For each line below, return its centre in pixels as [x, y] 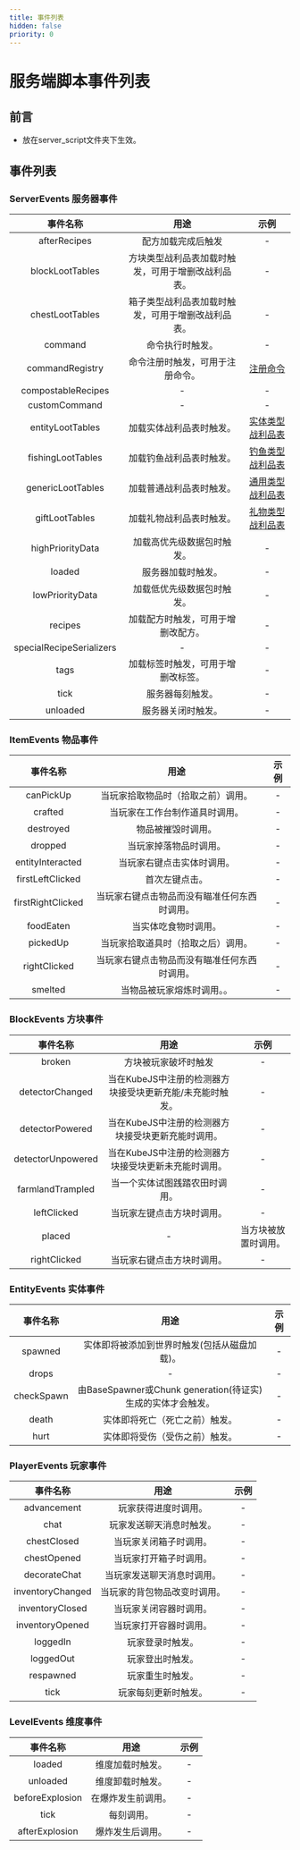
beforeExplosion [48, 1797]
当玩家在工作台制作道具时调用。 [176, 813]
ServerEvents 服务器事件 [63, 199]
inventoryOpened [53, 1626]
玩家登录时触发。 [163, 1643]
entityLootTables [65, 427]
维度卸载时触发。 [131, 1781]
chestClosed [53, 1542]
